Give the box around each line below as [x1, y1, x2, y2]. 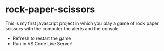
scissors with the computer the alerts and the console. [5, 25, 120, 31]
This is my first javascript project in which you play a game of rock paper [5, 20, 159, 26]
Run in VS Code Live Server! [12, 40, 73, 46]
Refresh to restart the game [12, 35, 71, 41]
